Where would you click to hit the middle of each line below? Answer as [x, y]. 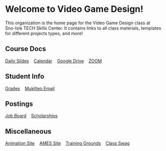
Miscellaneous [28, 131]
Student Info [25, 76]
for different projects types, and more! [44, 33]
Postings [19, 104]
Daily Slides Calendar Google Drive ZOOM [54, 61]
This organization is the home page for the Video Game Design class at [78, 23]
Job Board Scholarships [31, 116]
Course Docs [26, 49]
